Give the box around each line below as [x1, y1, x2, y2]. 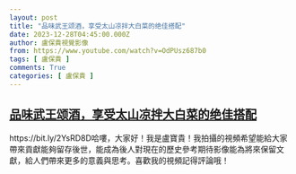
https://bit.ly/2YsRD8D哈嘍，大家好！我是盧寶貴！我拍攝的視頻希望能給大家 [9, 132, 289, 144]
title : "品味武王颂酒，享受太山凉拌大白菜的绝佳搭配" [9, 22, 187, 30]
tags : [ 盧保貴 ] [9, 55, 70, 64]
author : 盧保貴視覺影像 [9, 38, 89, 48]
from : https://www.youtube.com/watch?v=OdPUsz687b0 [9, 47, 206, 56]
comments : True [9, 64, 66, 73]
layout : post [9, 13, 58, 22]
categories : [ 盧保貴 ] [9, 72, 94, 81]
